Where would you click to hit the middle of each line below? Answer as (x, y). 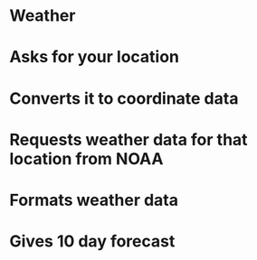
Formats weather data (94, 200)
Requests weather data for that (128, 139)
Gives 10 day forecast (92, 241)
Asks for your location (94, 57)
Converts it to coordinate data (124, 98)
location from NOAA (87, 158)
